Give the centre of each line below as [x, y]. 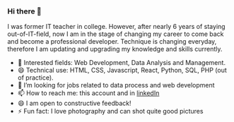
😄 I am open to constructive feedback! [74, 103]
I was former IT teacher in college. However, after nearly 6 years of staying [116, 27]
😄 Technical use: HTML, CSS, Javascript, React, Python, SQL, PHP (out [122, 71]
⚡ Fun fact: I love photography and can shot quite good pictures [110, 111]
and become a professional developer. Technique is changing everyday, [112, 42]
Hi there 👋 [25, 11]
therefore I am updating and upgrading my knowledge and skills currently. [115, 49]
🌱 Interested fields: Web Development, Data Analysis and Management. [122, 63]
